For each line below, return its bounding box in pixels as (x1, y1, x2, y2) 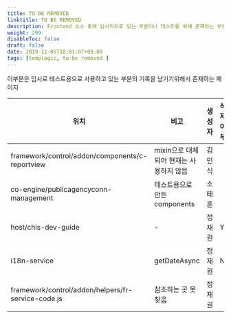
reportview (10, 159, 46, 169)
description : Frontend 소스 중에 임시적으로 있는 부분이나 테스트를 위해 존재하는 (7, 23, 214, 30)
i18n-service (10, 256, 54, 265)
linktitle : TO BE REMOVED (7, 16, 81, 23)
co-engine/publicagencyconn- (10, 184, 112, 194)
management (10, 193, 54, 203)
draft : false (7, 42, 45, 49)
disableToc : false (7, 36, 60, 43)
